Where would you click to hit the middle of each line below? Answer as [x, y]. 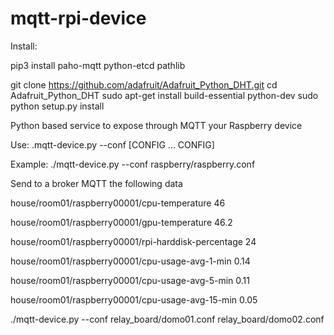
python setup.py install [57, 106]
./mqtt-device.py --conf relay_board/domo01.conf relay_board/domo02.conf [167, 319]
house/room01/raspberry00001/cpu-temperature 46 [118, 203]
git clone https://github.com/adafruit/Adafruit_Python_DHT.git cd [144, 84]
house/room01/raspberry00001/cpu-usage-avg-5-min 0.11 [130, 280]
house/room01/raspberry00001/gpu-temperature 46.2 [121, 222]
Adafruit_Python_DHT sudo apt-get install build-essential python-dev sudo [164, 95]
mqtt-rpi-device [78, 18]
